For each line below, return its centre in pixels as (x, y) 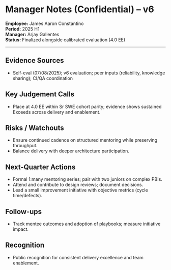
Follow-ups (24, 212)
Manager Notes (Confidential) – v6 (80, 9)
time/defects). (27, 196)
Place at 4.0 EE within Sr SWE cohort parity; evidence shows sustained (87, 106)
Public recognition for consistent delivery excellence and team (78, 257)
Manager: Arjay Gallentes (32, 34)
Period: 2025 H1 (22, 29)
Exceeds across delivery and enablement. (56, 112)
